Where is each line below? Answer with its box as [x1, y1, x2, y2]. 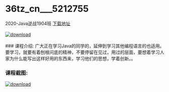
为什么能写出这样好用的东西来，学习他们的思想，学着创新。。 [9, 55, 136, 61]
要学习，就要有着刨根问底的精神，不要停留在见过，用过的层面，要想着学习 [5, 49, 160, 55]
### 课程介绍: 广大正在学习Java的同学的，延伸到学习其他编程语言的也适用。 [5, 42, 164, 49]
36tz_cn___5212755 [5, 3, 89, 15]
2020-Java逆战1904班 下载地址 [5, 20, 71, 26]
